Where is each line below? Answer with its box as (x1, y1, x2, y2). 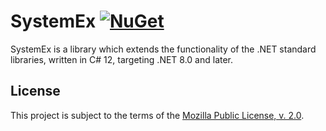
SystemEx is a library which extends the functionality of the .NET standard (10, 43, 317, 55)
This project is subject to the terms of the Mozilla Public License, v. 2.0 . (10, 109, 305, 121)
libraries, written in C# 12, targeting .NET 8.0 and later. (10, 53, 234, 65)
